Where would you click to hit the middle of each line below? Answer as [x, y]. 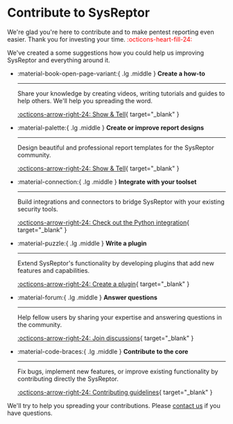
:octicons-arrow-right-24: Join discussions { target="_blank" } [105, 338]
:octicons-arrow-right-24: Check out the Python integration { [103, 222]
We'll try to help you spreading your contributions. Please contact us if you [114, 405]
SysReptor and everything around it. [59, 60]
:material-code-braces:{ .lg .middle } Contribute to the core [103, 351]
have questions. [30, 413]
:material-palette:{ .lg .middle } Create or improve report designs [111, 127]
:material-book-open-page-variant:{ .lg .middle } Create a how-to [111, 73]
